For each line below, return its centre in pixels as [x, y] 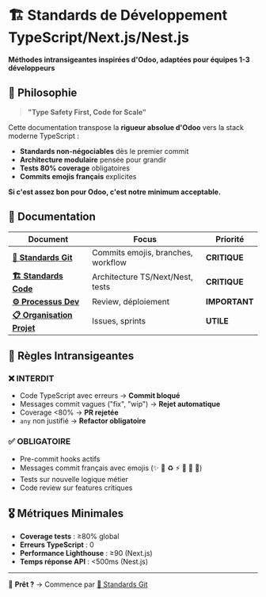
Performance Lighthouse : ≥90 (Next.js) [86, 553]
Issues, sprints [119, 321]
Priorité [230, 239]
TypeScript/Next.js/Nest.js [99, 38]
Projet [24, 327]
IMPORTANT [230, 301]
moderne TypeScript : [44, 136]
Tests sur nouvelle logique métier [74, 479]
